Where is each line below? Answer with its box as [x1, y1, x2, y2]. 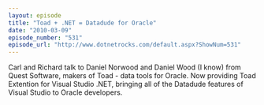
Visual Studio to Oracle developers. [8, 88, 123, 97]
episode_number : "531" [8, 33, 83, 42]
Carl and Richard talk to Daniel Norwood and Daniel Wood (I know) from [8, 62, 242, 72]
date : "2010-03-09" [8, 26, 73, 34]
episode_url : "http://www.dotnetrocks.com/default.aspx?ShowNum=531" [8, 41, 242, 49]
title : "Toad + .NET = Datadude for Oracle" [8, 19, 157, 27]
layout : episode [8, 11, 61, 20]
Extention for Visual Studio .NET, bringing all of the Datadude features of [8, 80, 244, 89]
